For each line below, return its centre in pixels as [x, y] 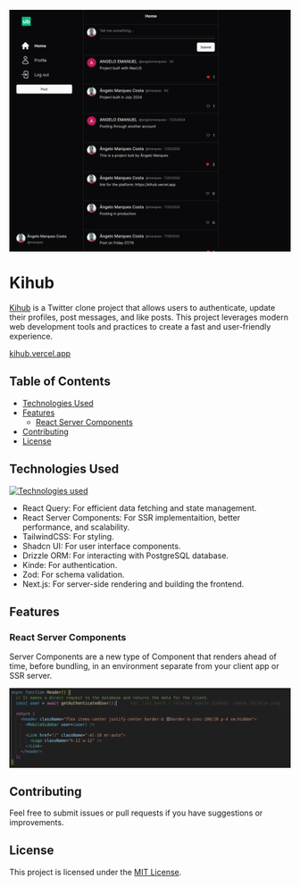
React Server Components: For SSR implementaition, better [131, 517]
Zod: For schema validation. [73, 574]
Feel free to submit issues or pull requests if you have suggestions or [136, 813]
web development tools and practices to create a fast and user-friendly [140, 327]
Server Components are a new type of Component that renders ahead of [143, 656]
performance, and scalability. [76, 527]
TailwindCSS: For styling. [68, 536]
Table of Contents [60, 382]
